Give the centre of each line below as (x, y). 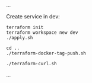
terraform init (25, 27)
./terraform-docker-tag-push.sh (46, 53)
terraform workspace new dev (42, 33)
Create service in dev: (33, 16)
